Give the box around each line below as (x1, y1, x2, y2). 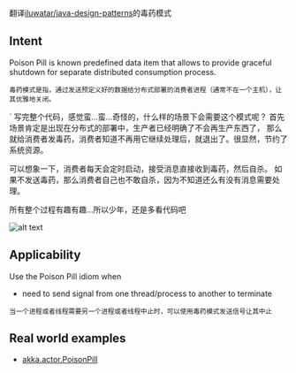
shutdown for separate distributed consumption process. (9, 66, 216, 77)
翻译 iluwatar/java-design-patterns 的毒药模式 (9, 8, 172, 18)
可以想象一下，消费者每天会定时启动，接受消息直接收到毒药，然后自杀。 (9, 163, 272, 174)
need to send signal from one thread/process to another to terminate (21, 288, 272, 299)
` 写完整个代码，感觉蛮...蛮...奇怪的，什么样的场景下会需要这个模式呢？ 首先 (9, 111, 285, 122)
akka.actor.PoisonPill (21, 354, 98, 365)
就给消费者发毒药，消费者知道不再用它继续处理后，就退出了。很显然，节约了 (9, 133, 288, 144)
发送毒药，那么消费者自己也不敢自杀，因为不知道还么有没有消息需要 (24, 174, 272, 185)
